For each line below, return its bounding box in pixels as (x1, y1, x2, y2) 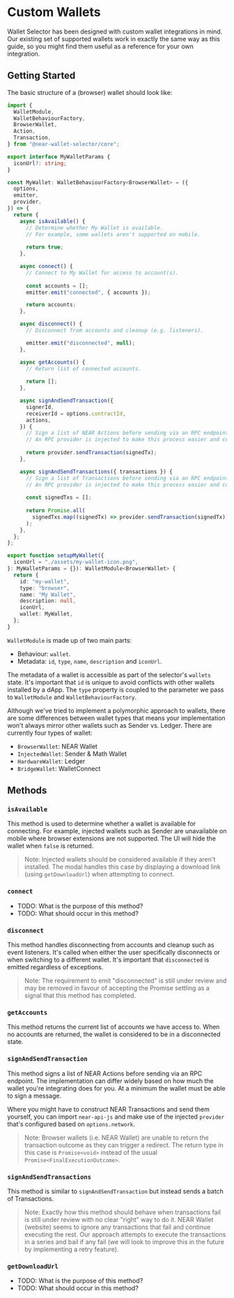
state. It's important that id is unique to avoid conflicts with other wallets (7, 678, 215, 686)
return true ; (25, 244, 64, 251)
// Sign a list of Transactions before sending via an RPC (25, 475, 201, 482)
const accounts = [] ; (25, 282, 89, 290)
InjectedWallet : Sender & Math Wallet (17, 749, 127, 758)
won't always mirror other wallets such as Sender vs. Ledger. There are (7, 721, 212, 729)
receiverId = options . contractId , (25, 410, 127, 417)
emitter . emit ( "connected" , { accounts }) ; (25, 289, 151, 296)
